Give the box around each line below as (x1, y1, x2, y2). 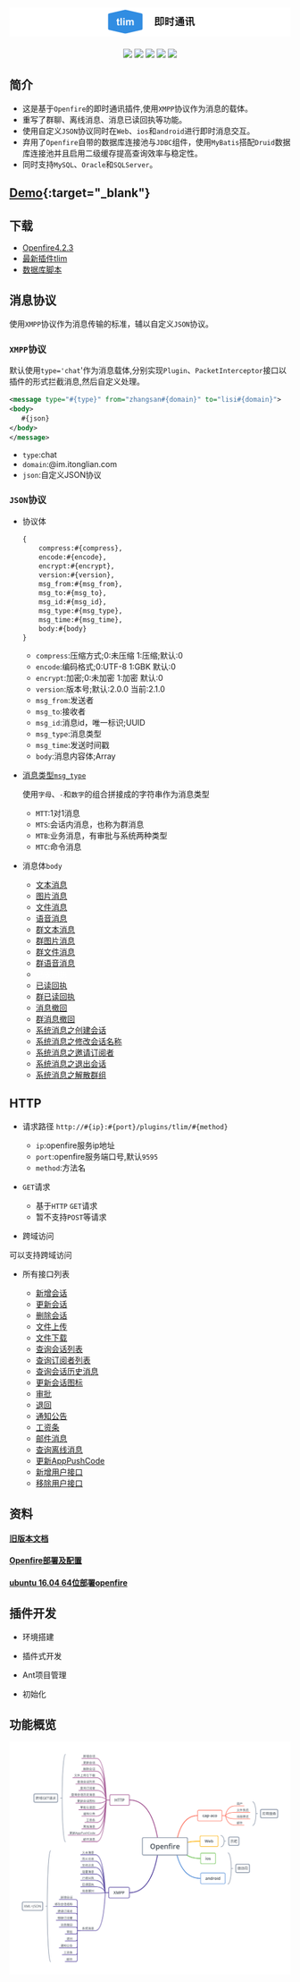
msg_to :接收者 (35, 706, 87, 717)
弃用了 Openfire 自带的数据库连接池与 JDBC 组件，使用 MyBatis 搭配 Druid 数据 (21, 136, 291, 147)
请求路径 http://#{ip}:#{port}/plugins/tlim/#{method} (21, 1120, 229, 1131)
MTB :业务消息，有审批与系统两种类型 (35, 829, 168, 840)
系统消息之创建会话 (35, 1025, 107, 1035)
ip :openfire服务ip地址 (35, 1140, 116, 1151)
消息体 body (21, 860, 62, 871)
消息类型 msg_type (21, 770, 87, 780)
